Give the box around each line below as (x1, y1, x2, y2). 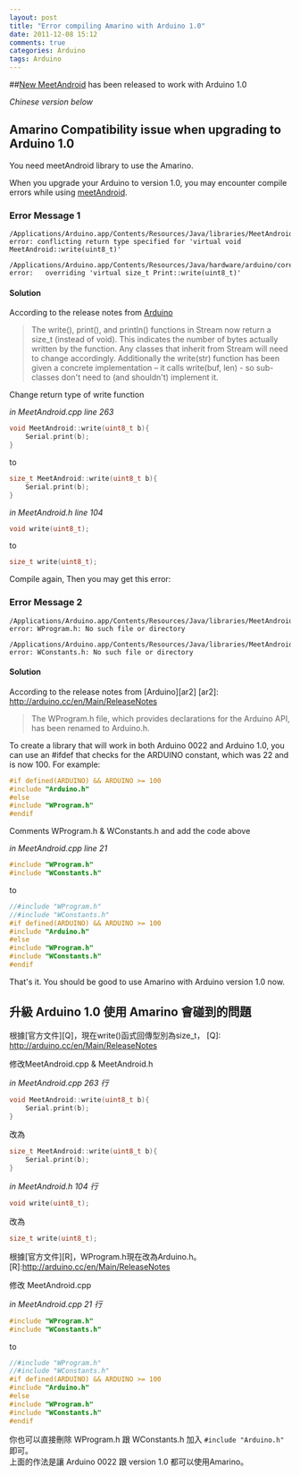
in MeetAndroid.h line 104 (9, 507, 104, 518)
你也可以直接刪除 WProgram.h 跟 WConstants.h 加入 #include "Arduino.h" (9, 1434, 285, 1445)
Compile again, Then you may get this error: (9, 574, 171, 585)
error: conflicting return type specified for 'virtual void (9, 238, 242, 247)
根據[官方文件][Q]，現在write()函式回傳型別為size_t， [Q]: (9, 1030, 221, 1041)
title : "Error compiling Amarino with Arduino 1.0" (9, 21, 205, 30)
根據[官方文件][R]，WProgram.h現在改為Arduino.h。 (9, 1251, 202, 1261)
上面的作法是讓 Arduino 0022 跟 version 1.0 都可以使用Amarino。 (9, 1456, 248, 1467)
